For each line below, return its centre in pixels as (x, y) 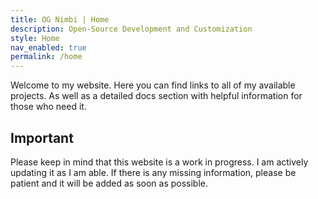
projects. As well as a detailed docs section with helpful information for (156, 96)
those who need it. (48, 107)
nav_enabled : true (48, 47)
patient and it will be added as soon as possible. (109, 183)
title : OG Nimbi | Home (60, 19)
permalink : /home (46, 57)
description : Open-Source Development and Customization (131, 29)
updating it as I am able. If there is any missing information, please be (153, 172)
